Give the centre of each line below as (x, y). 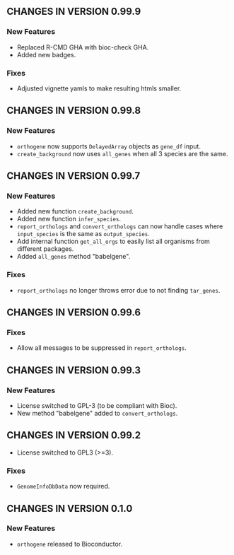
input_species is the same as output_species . (83, 234)
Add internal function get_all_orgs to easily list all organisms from (113, 241)
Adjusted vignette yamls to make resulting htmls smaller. (99, 88)
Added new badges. (46, 54)
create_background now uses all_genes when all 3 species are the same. (122, 153)
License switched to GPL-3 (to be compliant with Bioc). (97, 406)
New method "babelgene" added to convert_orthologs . (97, 414)
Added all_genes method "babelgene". (74, 257)
